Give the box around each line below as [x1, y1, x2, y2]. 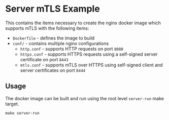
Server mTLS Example [5, 3, 100, 15]
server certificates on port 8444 [20, 67, 85, 73]
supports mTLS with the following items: [5, 25, 89, 31]
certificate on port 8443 [20, 56, 69, 62]
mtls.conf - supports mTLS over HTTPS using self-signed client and [20, 62, 163, 68]
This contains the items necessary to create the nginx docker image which [5, 20, 161, 26]
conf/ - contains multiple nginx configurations [12, 40, 109, 46]
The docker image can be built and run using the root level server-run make [5, 95, 164, 101]
